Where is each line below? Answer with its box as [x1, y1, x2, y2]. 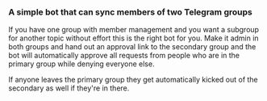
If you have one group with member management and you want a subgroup [8, 25, 260, 35]
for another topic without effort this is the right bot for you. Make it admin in [8, 33, 260, 43]
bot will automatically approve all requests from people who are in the [8, 51, 240, 61]
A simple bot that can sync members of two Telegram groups [8, 6, 252, 18]
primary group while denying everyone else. [8, 59, 155, 69]
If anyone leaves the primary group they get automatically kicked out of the [8, 75, 258, 85]
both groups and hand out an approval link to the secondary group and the [8, 42, 257, 52]
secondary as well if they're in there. [8, 83, 130, 93]
